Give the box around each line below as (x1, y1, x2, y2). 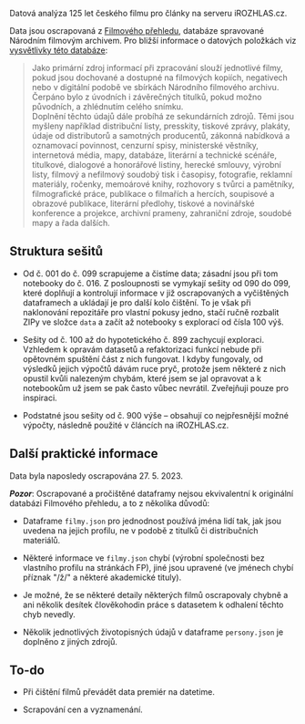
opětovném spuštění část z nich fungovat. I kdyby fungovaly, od (22, 353, 264, 364)
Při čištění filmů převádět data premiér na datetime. (22, 687, 216, 698)
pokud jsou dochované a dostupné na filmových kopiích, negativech (31, 72, 289, 83)
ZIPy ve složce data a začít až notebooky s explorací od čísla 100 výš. (22, 316, 284, 327)
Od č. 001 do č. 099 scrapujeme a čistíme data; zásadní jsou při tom (22, 268, 279, 279)
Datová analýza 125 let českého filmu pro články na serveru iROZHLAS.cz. (9, 8, 288, 18)
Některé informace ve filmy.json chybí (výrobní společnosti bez (22, 552, 266, 564)
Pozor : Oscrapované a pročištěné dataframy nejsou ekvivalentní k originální (9, 488, 294, 499)
